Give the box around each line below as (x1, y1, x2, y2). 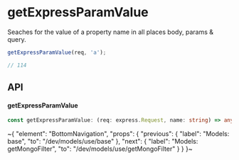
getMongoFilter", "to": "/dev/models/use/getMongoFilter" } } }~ (7, 144, 193, 153)
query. (7, 35, 26, 43)
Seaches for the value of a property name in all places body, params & (7, 28, 213, 36)
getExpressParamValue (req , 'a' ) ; (7, 49, 107, 56)
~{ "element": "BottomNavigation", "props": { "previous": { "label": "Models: (7, 130, 230, 138)
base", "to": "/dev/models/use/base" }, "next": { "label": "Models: (7, 137, 198, 146)
